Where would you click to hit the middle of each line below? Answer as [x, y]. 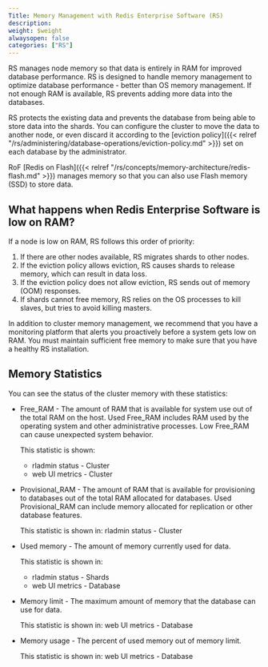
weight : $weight [35, 30]
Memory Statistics [55, 374]
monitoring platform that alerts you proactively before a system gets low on [132, 331]
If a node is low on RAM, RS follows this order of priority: [102, 241]
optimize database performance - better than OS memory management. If [130, 86]
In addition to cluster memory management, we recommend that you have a [133, 323]
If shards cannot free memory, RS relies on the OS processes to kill [130, 299]
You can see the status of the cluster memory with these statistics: [118, 393]
